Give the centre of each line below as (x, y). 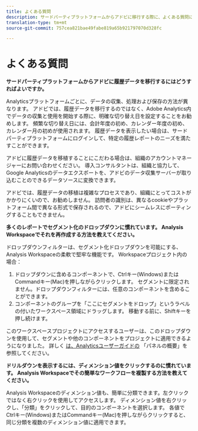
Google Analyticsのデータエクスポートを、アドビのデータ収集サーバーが (94, 173)
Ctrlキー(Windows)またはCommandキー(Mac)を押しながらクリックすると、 (97, 415)
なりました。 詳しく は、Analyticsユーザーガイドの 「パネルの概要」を (102, 346)
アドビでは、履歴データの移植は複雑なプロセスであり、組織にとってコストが (99, 193)
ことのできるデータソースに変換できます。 (67, 180)
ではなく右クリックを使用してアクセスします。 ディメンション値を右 (89, 400)
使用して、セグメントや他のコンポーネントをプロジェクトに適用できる (101, 339)
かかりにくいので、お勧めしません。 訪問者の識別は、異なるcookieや (90, 200)
